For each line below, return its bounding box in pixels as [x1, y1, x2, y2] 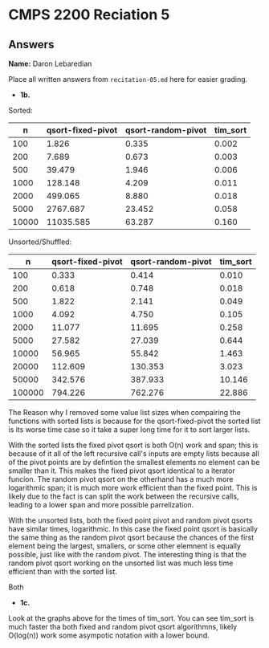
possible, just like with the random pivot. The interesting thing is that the [8, 550, 247, 559]
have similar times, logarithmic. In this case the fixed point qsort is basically [8, 524, 259, 533]
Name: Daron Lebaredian [8, 59, 92, 68]
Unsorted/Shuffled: [8, 237, 72, 247]
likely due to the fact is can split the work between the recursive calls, [8, 491, 239, 501]
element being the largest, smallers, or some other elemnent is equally [8, 541, 241, 551]
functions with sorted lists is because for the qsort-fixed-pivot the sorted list [8, 416, 261, 426]
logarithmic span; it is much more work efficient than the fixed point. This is [8, 483, 258, 492]
